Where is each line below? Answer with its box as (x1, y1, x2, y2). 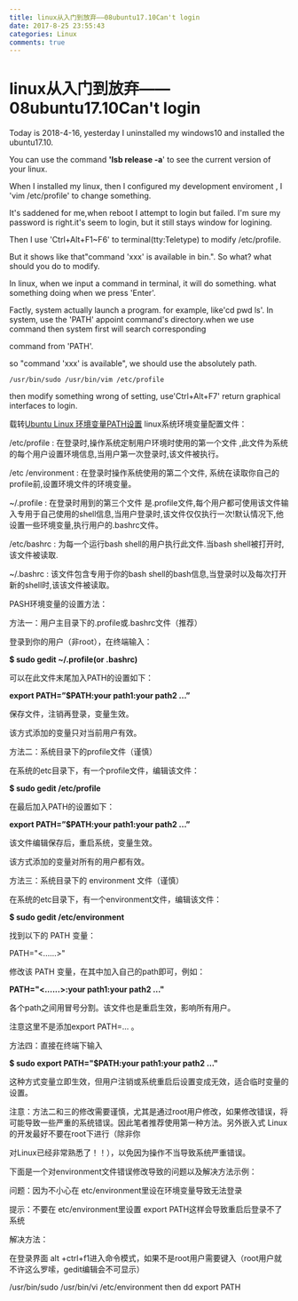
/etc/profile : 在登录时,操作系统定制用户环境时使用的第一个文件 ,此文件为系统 (9, 437, 288, 449)
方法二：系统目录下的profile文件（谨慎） (9, 746, 158, 757)
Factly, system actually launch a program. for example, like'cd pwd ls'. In (9, 305, 274, 315)
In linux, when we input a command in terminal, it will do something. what (9, 278, 277, 289)
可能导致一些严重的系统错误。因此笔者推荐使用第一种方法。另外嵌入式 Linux (9, 1117, 288, 1129)
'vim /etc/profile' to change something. (9, 190, 152, 201)
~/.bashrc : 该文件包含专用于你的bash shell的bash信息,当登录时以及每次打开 (9, 569, 287, 579)
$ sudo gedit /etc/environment (9, 912, 125, 922)
